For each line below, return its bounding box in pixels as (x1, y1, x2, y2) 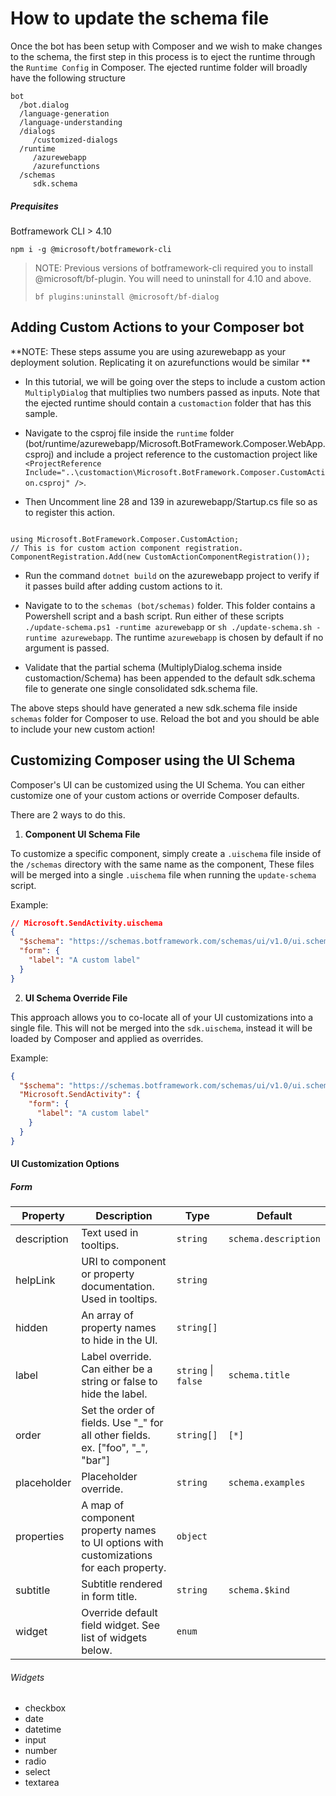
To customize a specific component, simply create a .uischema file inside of (10, 847, 322, 859)
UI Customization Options (10, 1158, 120, 1170)
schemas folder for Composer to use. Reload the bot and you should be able (10, 712, 320, 724)
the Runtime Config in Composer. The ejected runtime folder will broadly (10, 61, 308, 73)
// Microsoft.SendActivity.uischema (10, 918, 163, 928)
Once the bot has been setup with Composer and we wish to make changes (10, 40, 323, 52)
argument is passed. (24, 642, 110, 654)
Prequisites (10, 200, 59, 212)
